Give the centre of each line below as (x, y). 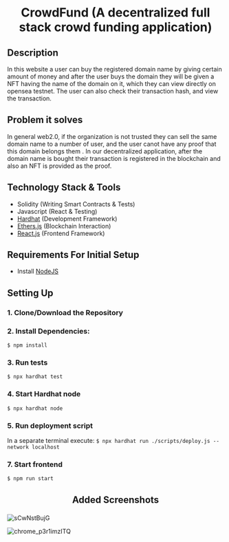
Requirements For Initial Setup (73, 255)
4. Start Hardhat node (44, 394)
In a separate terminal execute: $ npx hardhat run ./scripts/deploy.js (109, 440)
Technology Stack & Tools (64, 187)
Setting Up (30, 293)
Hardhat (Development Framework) (67, 219)
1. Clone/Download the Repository (65, 312)
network (18, 447)
